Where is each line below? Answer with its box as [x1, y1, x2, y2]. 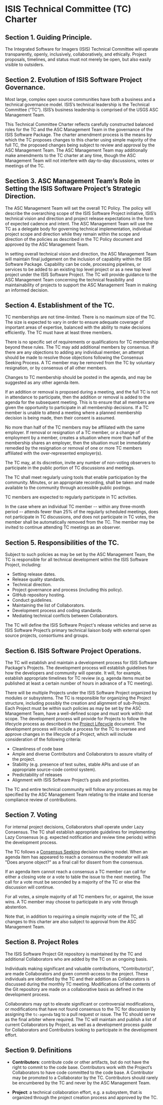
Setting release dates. [12, 572, 56, 577]
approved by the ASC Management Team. [5, 241, 89, 247]
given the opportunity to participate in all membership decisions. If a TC [5, 405, 149, 411]
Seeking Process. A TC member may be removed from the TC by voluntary [5, 360, 155, 366]
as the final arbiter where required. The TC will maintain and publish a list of [5, 1016, 157, 1022]
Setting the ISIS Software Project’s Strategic [5, 184, 141, 193]
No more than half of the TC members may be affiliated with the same [5, 424, 145, 430]
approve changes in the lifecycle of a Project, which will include [5, 731, 133, 737]
